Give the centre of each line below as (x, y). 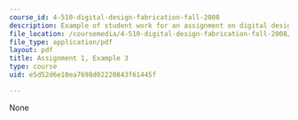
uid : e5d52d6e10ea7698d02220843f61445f (83, 75)
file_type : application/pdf (61, 42)
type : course (33, 67)
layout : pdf (31, 50)
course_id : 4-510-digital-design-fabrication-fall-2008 (114, 17)
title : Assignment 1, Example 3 (69, 58)
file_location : (37, 34)
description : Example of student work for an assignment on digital (138, 26)
